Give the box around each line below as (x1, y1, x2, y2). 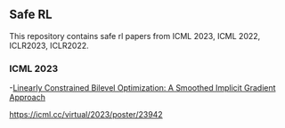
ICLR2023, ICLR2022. (9, 40, 89, 51)
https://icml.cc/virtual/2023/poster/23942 (9, 109, 163, 120)
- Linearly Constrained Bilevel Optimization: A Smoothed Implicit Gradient (9, 83, 276, 93)
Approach (9, 92, 46, 103)
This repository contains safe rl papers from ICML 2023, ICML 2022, (9, 30, 261, 41)
